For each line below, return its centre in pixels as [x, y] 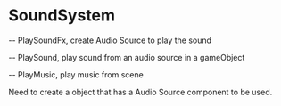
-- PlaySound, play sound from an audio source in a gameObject [127, 57]
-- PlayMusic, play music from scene [76, 74]
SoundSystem [62, 16]
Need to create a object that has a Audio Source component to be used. [140, 92]
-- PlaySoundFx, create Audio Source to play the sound [110, 40]
